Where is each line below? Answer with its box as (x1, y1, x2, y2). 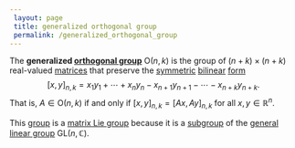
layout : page (13, 13, 64, 23)
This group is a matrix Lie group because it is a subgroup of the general (9, 117, 279, 128)
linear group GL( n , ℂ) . (9, 127, 90, 138)
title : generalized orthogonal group (13, 22, 157, 31)
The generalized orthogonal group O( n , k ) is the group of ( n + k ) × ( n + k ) (9, 56, 287, 67)
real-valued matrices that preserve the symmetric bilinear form (9, 65, 247, 76)
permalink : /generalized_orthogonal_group (13, 30, 178, 39)
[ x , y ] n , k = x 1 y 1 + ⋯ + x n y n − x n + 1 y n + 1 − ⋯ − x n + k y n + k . (47, 79, 260, 92)
